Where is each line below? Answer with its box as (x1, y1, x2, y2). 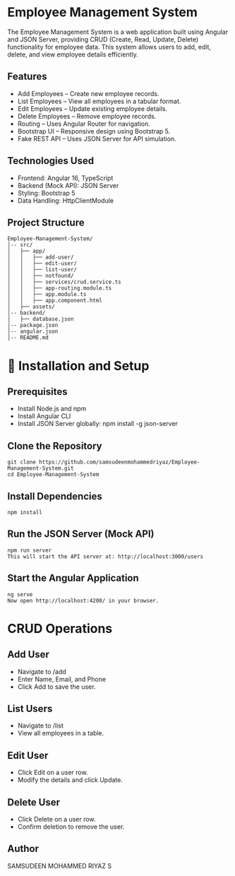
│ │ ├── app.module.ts (7, 291, 87, 298)
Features (7, 71, 47, 83)
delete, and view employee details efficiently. (7, 50, 139, 59)
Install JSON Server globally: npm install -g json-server (17, 420, 179, 428)
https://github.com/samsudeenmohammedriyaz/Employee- (38, 458, 200, 466)
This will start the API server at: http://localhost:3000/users (7, 552, 203, 560)
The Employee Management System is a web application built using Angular (7, 28, 228, 36)
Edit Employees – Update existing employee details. (17, 104, 168, 113)
